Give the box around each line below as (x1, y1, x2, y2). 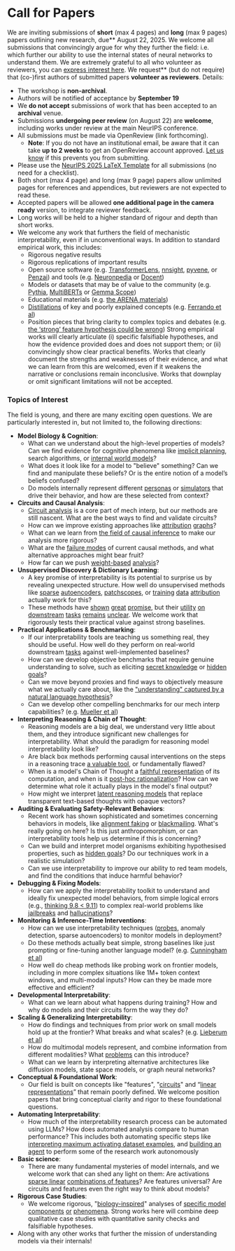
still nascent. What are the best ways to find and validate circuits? (27, 514, 217, 522)
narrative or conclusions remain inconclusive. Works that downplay (27, 370, 222, 378)
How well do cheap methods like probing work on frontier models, (27, 961, 218, 970)
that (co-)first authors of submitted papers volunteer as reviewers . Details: (7, 72, 225, 81)
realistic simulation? (27, 857, 85, 865)
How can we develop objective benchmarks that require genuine (27, 655, 215, 664)
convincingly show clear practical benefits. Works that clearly (27, 347, 206, 356)
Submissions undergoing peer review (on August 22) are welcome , (17, 116, 213, 124)
